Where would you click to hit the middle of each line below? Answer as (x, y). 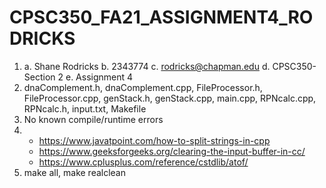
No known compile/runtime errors (93, 119)
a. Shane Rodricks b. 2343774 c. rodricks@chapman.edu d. (147, 66)
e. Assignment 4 (99, 77)
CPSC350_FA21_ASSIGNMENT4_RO (161, 17)
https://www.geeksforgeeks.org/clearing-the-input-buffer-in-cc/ (172, 151)
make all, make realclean (75, 172)
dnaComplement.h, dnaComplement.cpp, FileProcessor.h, (143, 87)
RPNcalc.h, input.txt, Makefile (85, 108)
